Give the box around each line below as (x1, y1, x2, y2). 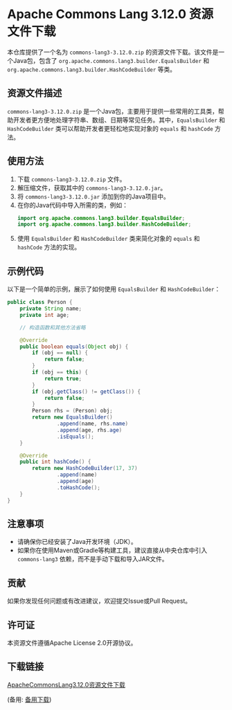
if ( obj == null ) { (32, 349, 89, 356)
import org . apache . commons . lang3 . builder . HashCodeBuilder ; (17, 221, 192, 228)
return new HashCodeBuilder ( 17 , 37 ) (32, 465, 138, 472)
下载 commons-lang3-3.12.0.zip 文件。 (17, 174, 126, 183)
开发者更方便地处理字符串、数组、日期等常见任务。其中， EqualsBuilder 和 (12, 116, 226, 124)
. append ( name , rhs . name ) (56, 420, 129, 427)
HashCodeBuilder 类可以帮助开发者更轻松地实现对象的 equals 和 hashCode (7, 124, 213, 132)
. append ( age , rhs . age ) (56, 426, 123, 433)
